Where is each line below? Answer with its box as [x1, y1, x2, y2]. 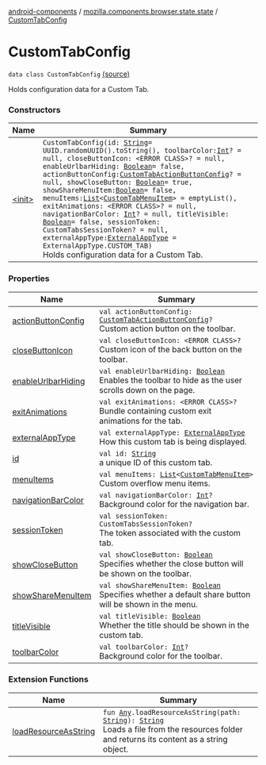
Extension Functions [8, 674, 89, 685]
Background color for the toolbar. [98, 650, 223, 661]
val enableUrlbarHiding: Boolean [98, 367, 226, 375]
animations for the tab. [98, 415, 184, 426]
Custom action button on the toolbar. [98, 323, 236, 334]
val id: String [98, 448, 157, 458]
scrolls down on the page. [98, 384, 196, 395]
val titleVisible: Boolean [98, 611, 201, 621]
